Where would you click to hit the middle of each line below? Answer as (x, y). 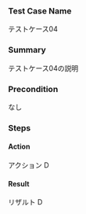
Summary (27, 50)
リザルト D (25, 202)
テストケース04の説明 (43, 68)
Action (19, 146)
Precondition (33, 89)
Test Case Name (40, 11)
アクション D (29, 165)
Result (19, 183)
